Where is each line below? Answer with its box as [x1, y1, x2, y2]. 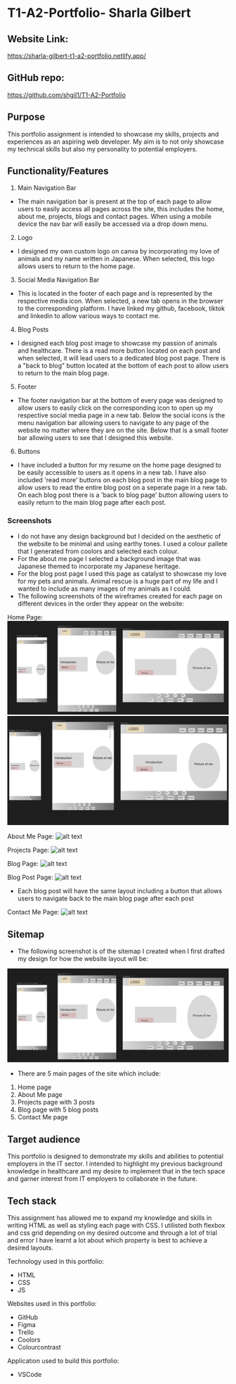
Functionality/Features [7, 165, 109, 177]
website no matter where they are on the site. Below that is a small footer [17, 426, 229, 434]
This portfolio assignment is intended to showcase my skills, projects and [7, 130, 219, 138]
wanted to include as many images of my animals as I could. [17, 584, 192, 593]
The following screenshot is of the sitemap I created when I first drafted [17, 947, 225, 955]
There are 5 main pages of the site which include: [17, 1069, 162, 1078]
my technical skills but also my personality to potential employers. [7, 144, 198, 153]
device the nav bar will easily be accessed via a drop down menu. [17, 220, 209, 228]
